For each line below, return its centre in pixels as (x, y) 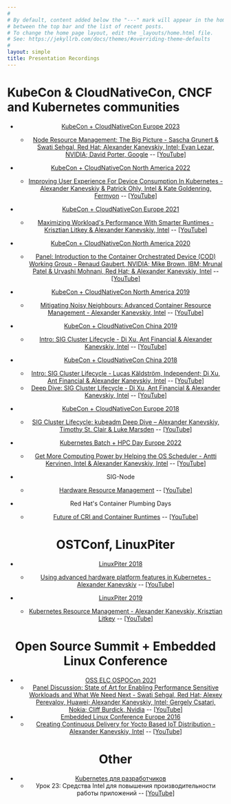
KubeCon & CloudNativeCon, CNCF (110, 92)
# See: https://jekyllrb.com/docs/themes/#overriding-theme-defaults (109, 39)
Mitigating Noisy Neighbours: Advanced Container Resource (126, 305)
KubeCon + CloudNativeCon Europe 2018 (121, 408)
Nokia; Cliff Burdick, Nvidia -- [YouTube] (126, 709)
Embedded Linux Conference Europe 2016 (121, 716)
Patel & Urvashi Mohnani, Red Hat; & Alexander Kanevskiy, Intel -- (126, 271)
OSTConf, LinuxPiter (115, 544)
